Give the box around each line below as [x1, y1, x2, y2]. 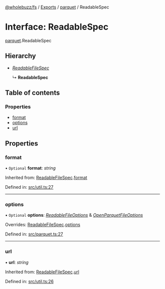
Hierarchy [5, 52, 36, 60]
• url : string [5, 259, 28, 265]
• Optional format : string [5, 165, 56, 171]
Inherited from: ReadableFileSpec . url [5, 269, 80, 275]
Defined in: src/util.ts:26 [5, 278, 54, 284]
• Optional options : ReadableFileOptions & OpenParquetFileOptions [5, 212, 143, 218]
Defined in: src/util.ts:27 [5, 184, 54, 190]
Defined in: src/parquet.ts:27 [5, 231, 63, 237]
